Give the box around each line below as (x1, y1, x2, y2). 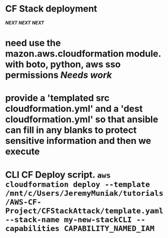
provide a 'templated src (5, 93, 110, 104)
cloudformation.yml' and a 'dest (5, 103, 143, 115)
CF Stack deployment (5, 3, 97, 15)
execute (5, 146, 40, 157)
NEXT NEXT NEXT (5, 20, 44, 26)
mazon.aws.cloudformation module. (5, 48, 161, 59)
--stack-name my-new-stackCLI (5, 215, 132, 224)
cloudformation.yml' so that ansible (5, 114, 158, 125)
